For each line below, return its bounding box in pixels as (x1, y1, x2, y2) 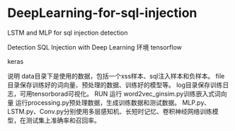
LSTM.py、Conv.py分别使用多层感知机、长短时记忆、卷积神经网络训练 (7, 107, 212, 115)
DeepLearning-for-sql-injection (7, 5, 197, 21)
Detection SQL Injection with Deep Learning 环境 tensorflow (7, 42, 183, 51)
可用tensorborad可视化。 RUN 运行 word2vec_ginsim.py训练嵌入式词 (19, 89, 221, 98)
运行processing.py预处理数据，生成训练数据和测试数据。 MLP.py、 (15, 98, 211, 107)
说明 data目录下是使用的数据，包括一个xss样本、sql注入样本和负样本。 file (7, 72, 225, 80)
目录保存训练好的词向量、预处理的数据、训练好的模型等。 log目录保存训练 (7, 80, 223, 89)
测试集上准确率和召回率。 (25, 115, 101, 125)
